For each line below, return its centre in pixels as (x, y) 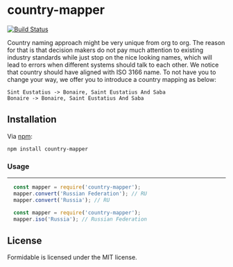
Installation (32, 120)
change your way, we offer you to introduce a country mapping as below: (112, 79)
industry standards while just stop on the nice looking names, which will (110, 57)
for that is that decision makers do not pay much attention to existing (105, 50)
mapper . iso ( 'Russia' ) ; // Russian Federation (80, 219)
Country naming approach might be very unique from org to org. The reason (116, 42)
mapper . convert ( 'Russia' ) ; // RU (62, 200)
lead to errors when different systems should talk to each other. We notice (113, 64)
